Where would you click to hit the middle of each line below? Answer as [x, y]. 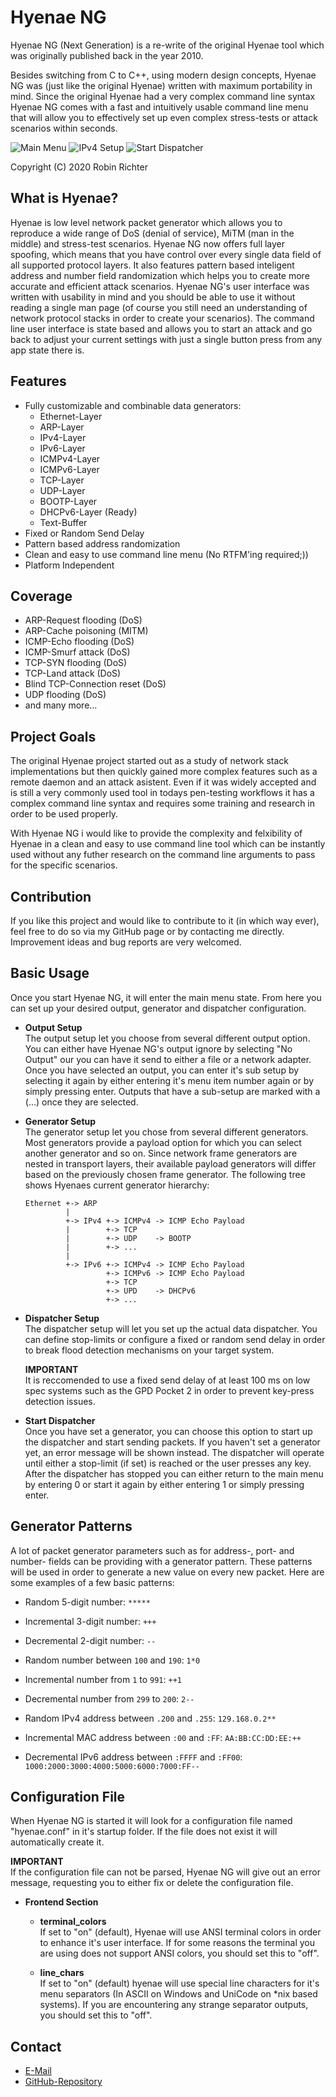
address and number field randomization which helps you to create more [160, 275]
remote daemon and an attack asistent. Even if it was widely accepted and [163, 782]
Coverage [41, 596]
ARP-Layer [62, 427]
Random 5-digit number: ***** [87, 1602]
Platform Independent [69, 565]
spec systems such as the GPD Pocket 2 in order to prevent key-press [169, 1390]
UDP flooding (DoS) [65, 695]
